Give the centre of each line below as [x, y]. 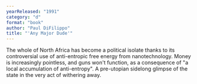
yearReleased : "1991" [33, 11]
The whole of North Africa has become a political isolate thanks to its [90, 50]
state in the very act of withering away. [54, 75]
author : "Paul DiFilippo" [38, 28]
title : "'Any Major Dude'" [39, 33]
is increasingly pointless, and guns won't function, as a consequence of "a [97, 63]
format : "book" [25, 22]
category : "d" [24, 17]
